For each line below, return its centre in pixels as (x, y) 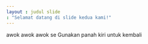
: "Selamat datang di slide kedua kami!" (59, 17)
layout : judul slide (33, 12)
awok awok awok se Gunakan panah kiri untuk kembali (74, 34)
